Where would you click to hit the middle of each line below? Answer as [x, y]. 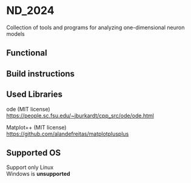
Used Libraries [34, 95]
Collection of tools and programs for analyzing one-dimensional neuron [95, 27]
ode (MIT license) [28, 109]
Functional [27, 53]
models [16, 33]
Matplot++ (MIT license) [36, 127]
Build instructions [40, 74]
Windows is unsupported [39, 174]
